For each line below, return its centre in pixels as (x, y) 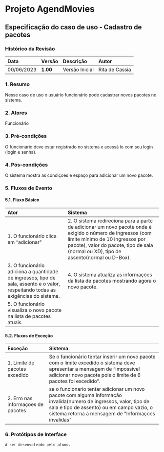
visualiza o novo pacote (35, 310)
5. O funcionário (26, 304)
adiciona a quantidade (33, 272)
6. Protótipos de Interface (36, 434)
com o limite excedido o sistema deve (92, 363)
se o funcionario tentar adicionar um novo (97, 389)
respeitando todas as (32, 290)
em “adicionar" (25, 242)
